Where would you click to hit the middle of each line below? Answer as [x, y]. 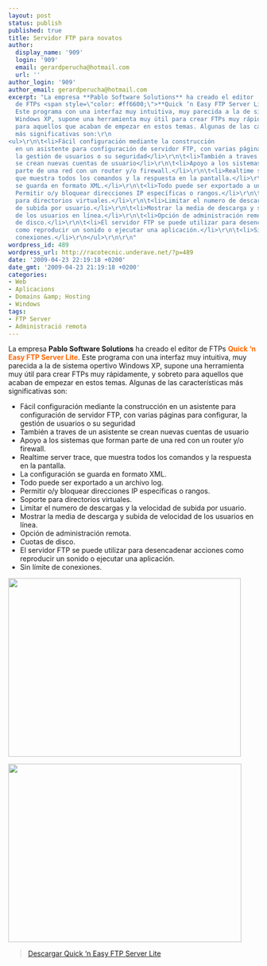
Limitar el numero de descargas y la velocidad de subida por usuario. [133, 508]
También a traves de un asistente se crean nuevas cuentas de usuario [134, 432]
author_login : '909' [43, 82]
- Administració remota [48, 326]
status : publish [35, 23]
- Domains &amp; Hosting [49, 297]
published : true [35, 30]
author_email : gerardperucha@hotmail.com [78, 90]
